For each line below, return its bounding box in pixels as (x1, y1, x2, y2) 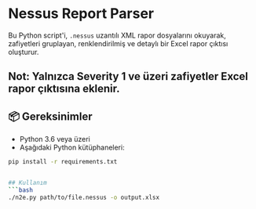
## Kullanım (8, 179, 47, 187)
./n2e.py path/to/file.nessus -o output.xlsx (8, 193, 159, 201)
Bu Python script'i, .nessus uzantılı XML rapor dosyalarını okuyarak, (8, 31, 226, 40)
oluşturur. (8, 47, 39, 56)
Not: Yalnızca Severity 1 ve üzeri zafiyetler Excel (8, 70, 249, 83)
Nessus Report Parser (8, 5, 155, 23)
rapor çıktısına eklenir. (8, 82, 120, 95)
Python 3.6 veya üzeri (19, 135, 90, 144)
